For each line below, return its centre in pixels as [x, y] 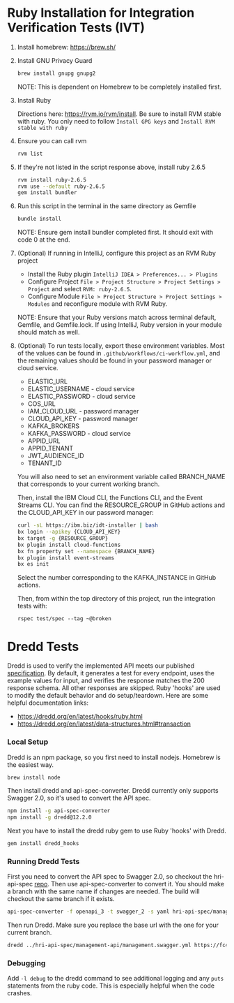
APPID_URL [44, 441]
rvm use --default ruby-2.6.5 [61, 186]
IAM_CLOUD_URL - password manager [83, 411]
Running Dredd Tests [44, 861]
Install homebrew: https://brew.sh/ [67, 47]
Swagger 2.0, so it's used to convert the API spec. [79, 798]
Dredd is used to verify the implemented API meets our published [101, 666]
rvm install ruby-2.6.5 [52, 180]
